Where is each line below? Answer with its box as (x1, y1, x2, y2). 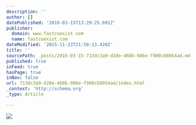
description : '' (6, 8, 46, 15)
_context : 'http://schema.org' (6, 86, 84, 92)
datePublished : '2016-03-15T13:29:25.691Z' (6, 20, 116, 25)
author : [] (6, 14, 33, 20)
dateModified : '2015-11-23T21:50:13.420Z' (6, 42, 113, 48)
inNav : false (6, 75, 39, 81)
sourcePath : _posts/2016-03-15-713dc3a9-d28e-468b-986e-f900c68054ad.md (6, 53, 191, 59)
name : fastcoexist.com (11, 36, 68, 42)
